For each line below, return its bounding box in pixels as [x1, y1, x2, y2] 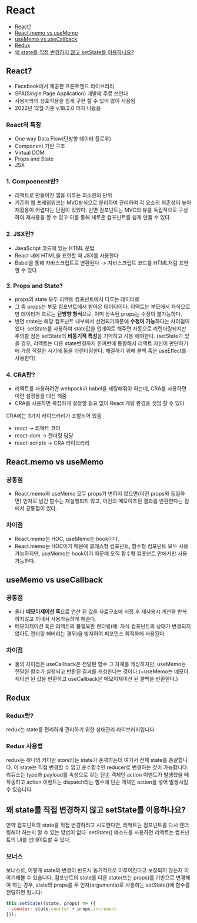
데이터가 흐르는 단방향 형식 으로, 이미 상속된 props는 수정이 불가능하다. [21, 310, 182, 317]
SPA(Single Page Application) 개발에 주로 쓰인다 [14, 89, 128, 97]
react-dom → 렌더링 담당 [14, 432, 74, 439]
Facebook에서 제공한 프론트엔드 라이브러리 [14, 82, 115, 89]
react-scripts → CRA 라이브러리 [14, 439, 90, 447]
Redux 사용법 [6, 742, 43, 750]
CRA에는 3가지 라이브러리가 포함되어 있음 [6, 412, 102, 419]
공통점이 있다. [25, 504, 58, 511]
